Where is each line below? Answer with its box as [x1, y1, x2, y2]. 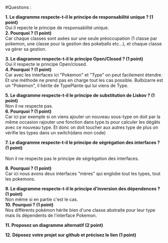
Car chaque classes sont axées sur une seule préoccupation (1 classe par [5, 35, 157, 41]
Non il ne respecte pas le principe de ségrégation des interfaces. [5, 155, 139, 161]
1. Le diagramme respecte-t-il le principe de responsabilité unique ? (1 [5, 14, 153, 20]
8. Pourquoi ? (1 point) [5, 166, 52, 171]
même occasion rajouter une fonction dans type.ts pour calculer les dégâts [5, 119, 160, 125]
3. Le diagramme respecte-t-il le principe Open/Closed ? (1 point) [5, 56, 143, 62]
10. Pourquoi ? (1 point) [5, 202, 54, 208]
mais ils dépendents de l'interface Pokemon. [5, 212, 97, 218]
